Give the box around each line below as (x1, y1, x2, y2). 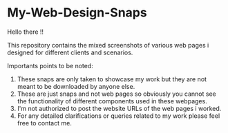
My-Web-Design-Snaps (7, 5, 147, 21)
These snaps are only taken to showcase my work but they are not (17, 74, 207, 83)
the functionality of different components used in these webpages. (17, 96, 207, 105)
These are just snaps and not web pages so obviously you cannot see (17, 90, 216, 98)
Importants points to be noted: (7, 61, 93, 70)
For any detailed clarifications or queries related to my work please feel (17, 112, 220, 120)
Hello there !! (7, 28, 44, 36)
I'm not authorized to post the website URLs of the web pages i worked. (17, 104, 222, 112)
